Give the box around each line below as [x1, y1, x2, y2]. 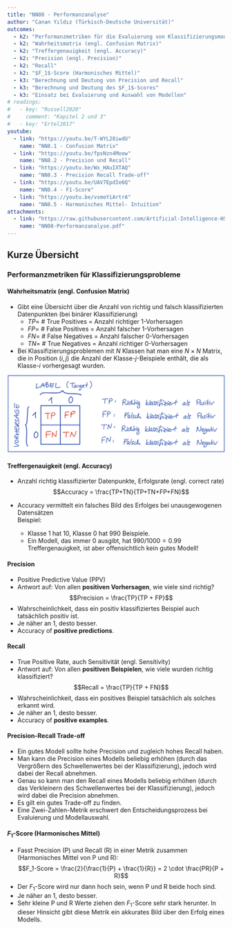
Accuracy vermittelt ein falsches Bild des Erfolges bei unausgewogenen [17, 502, 222, 510]
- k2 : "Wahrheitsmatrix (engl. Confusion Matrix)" [13, 40, 162, 48]
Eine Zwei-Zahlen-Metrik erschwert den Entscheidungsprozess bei [17, 806, 209, 814]
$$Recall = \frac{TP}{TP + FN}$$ [73, 683, 169, 691]
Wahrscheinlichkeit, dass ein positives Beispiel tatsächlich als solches [17, 694, 216, 702]
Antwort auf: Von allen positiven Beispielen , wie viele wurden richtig [17, 665, 213, 673]
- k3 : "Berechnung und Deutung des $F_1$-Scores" [13, 84, 159, 91]
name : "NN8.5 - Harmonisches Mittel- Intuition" [19, 201, 162, 208]
